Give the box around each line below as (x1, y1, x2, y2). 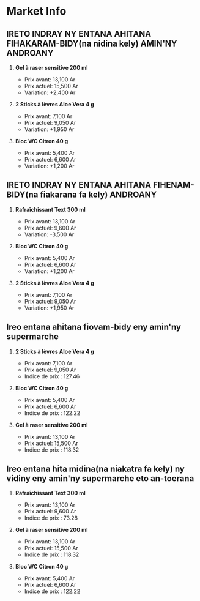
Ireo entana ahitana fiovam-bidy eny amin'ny (6, 322, 182, 332)
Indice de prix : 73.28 (24, 514, 78, 521)
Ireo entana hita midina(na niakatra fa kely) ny (6, 464, 185, 474)
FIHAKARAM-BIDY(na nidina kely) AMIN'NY (6, 38, 177, 48)
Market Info (6, 4, 67, 18)
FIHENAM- (152, 180, 194, 190)
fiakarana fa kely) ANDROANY (39, 190, 157, 200)
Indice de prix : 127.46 (24, 372, 80, 380)
